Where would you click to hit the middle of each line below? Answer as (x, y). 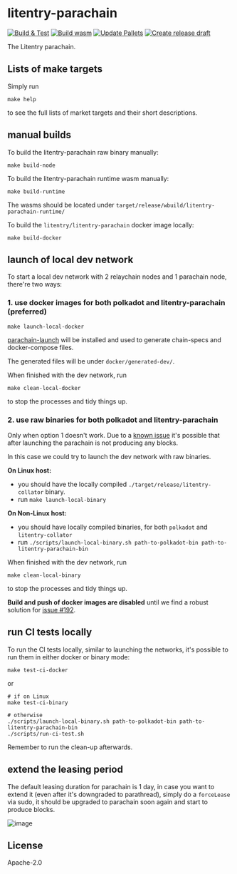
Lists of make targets (55, 69)
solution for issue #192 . (42, 610)
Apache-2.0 (25, 863)
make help (22, 99)
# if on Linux (28, 696)
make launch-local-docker (46, 327)
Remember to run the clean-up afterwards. (70, 747)
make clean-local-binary (44, 575)
